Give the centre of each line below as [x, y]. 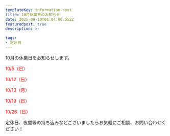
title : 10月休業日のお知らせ [33, 15]
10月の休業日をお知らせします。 [39, 58]
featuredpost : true [26, 24]
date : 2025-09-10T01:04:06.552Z [40, 19]
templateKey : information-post [39, 10]
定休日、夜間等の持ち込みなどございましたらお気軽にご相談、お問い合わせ [83, 122]
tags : [11, 38]
